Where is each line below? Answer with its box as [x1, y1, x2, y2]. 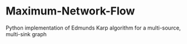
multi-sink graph [5, 30, 47, 37]
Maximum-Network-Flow [5, 4, 136, 18]
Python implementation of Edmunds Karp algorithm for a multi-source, [5, 24, 181, 31]
